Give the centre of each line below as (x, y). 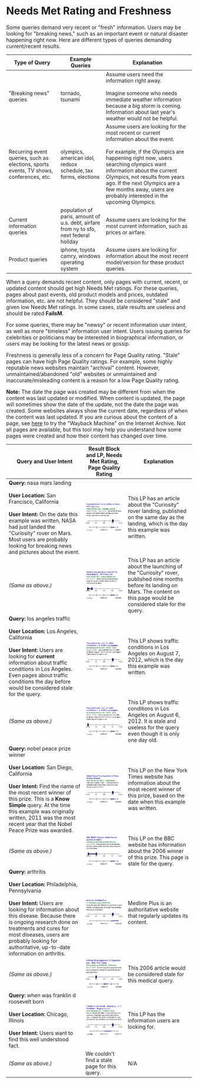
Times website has (151, 777)
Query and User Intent (44, 461)
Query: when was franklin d (42, 995)
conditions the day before (40, 681)
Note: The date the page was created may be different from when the (91, 391)
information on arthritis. (37, 954)
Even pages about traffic (39, 676)
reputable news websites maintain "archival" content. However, (83, 368)
